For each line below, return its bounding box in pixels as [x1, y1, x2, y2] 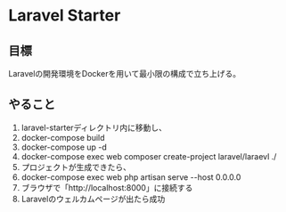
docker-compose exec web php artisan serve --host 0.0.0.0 [20, 171, 241, 183]
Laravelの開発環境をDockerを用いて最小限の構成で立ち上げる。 [8, 69, 241, 78]
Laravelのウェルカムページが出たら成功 [20, 193, 166, 204]
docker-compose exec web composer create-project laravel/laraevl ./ [20, 151, 277, 161]
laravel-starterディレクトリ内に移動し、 [20, 122, 167, 133]
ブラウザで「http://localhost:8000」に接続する [20, 182, 193, 192]
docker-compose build [20, 132, 105, 143]
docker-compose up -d [20, 142, 108, 152]
